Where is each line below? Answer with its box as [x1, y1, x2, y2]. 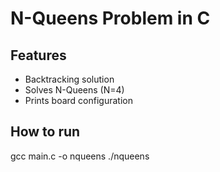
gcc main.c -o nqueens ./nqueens [10, 150, 150, 162]
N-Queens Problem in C [10, 7, 211, 30]
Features [10, 47, 67, 64]
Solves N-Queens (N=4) [24, 84, 125, 96]
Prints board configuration [24, 95, 133, 106]
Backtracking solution [24, 73, 115, 85]
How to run [10, 123, 81, 141]
